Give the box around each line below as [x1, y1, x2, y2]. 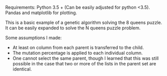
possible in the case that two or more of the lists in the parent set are [12, 61, 156, 66]
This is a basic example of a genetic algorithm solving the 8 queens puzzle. [5, 20, 162, 25]
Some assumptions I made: [5, 35, 62, 41]
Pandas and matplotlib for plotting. [5, 10, 77, 16]
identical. [12, 66, 32, 72]
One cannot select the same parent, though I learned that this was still [12, 55, 159, 61]
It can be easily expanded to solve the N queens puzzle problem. [5, 25, 141, 31]
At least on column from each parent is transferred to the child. [12, 45, 144, 50]
